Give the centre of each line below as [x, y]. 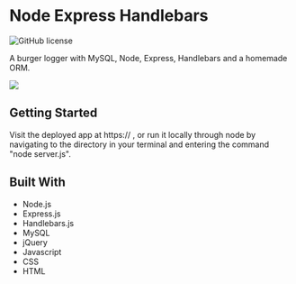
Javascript [42, 252]
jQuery [35, 242]
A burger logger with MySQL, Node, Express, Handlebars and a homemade [148, 58]
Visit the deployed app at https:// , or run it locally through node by [133, 134]
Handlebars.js [48, 223]
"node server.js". [40, 153]
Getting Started [54, 113]
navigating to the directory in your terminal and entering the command [139, 144]
